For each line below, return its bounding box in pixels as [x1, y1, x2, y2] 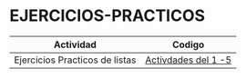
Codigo [171, 38, 205, 51]
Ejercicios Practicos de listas [14, 54, 137, 66]
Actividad [53, 38, 97, 51]
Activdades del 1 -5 [145, 54, 232, 66]
